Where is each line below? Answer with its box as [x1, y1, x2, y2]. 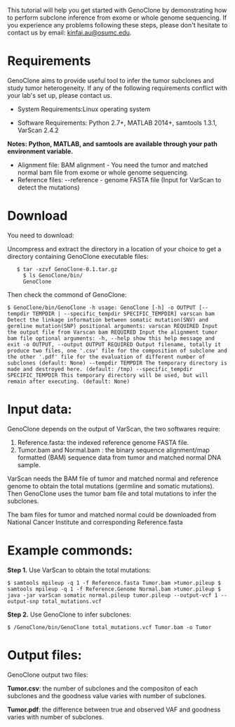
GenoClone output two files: [7, 670, 89, 678]
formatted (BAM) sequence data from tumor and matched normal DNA [17, 453, 222, 462]
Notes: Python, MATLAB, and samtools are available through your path [7, 139, 217, 148]
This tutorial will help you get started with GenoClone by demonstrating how [7, 6, 227, 14]
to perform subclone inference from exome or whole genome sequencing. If [7, 13, 227, 22]
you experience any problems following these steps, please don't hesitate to [7, 21, 228, 29]
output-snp [7, 598, 39, 605]
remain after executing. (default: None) [7, 378, 130, 385]
